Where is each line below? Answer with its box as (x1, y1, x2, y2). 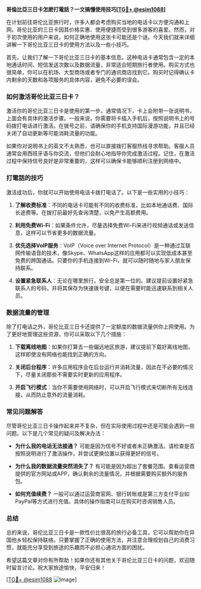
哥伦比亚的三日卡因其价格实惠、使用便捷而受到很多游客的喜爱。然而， (16, 26, 190, 33)
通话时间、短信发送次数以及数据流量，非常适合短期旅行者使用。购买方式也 (11, 61, 195, 68)
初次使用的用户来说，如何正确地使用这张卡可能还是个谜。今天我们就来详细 (11, 34, 195, 41)
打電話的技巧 (6, 174, 44, 182)
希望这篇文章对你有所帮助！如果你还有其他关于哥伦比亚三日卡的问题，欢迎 (6, 557, 190, 564)
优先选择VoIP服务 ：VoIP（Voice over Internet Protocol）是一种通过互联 (14, 242, 191, 249)
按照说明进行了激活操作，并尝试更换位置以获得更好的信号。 (14, 450, 162, 457)
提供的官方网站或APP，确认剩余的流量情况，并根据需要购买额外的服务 (14, 470, 188, 478)
